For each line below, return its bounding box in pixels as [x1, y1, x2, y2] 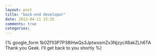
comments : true [5, 21, 37, 26]
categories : [5, 26, 30, 31]
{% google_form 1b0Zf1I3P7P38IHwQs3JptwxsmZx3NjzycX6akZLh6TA [5, 39, 151, 45]
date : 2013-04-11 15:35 [5, 16, 55, 21]
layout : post [5, 7, 32, 12]
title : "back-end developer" [5, 12, 66, 17]
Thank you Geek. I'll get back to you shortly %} [5, 45, 102, 51]
